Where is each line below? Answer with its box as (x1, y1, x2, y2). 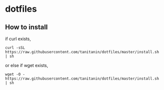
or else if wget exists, (5, 63, 48, 68)
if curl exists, (5, 36, 31, 42)
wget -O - (5, 72, 26, 77)
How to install (5, 23, 48, 31)
